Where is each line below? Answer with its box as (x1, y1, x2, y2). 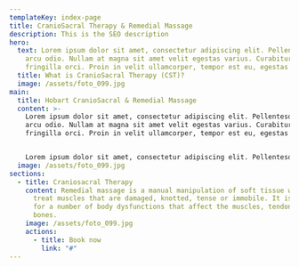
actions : (25, 227, 58, 236)
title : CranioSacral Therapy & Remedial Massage (9, 21, 193, 30)
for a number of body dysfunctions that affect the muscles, (32, 202, 265, 212)
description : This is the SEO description (9, 29, 169, 38)
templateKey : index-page (9, 12, 101, 22)
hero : (9, 37, 29, 47)
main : (9, 87, 29, 96)
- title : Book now (32, 235, 101, 245)
